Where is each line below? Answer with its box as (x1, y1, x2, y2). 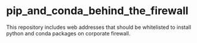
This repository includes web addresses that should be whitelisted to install (6, 24, 192, 31)
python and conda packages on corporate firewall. (6, 29, 131, 37)
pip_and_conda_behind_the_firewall (6, 4, 189, 18)
